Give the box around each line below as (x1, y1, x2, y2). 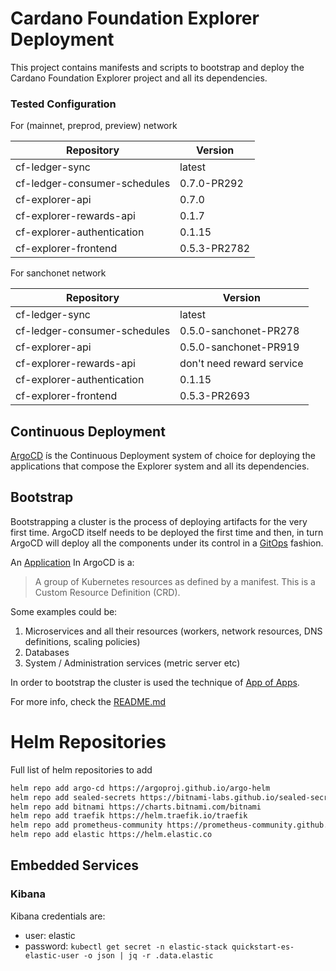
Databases (24, 646, 70, 658)
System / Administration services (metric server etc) (24, 657, 241, 669)
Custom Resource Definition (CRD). (34, 586, 181, 598)
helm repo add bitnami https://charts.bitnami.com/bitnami (10, 802, 262, 812)
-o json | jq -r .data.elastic (83, 950, 214, 961)
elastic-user (24, 950, 80, 961)
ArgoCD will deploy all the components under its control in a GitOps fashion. (10, 537, 324, 549)
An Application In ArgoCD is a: (10, 556, 135, 568)
